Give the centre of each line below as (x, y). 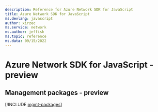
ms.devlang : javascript (29, 18)
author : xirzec (20, 23)
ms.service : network (26, 28)
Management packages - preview (57, 93)
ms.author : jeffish (25, 32)
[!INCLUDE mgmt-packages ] (33, 104)
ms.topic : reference (26, 37)
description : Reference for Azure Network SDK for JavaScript (69, 9)
